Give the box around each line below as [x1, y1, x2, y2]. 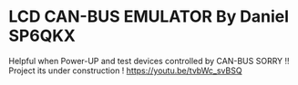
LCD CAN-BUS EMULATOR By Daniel [8, 6, 289, 27]
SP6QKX [8, 25, 77, 46]
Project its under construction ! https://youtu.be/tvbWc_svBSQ [8, 65, 242, 76]
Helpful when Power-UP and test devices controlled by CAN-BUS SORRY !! [8, 55, 290, 66]
